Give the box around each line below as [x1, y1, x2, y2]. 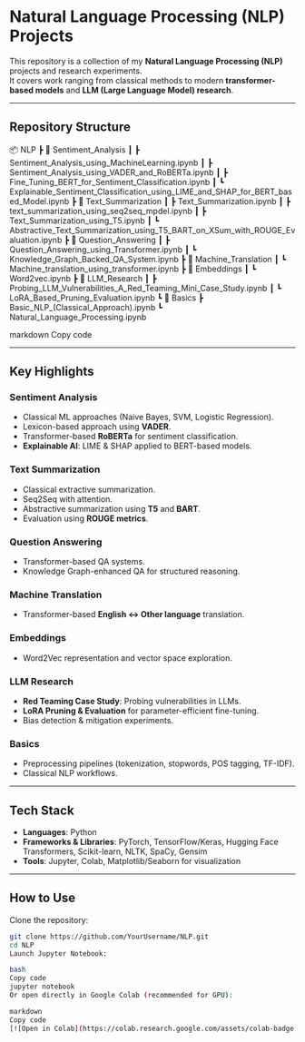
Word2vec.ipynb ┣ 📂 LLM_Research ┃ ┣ [9, 272, 157, 283]
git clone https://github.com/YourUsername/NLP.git [9, 932, 209, 941]
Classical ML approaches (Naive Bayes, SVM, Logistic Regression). [22, 411, 274, 423]
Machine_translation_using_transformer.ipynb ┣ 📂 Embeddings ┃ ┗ [9, 263, 257, 274]
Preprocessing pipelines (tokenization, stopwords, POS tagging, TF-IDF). [22, 758, 295, 769]
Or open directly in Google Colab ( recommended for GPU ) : [9, 991, 233, 1000]
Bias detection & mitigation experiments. [22, 714, 174, 725]
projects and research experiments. [9, 65, 143, 76]
